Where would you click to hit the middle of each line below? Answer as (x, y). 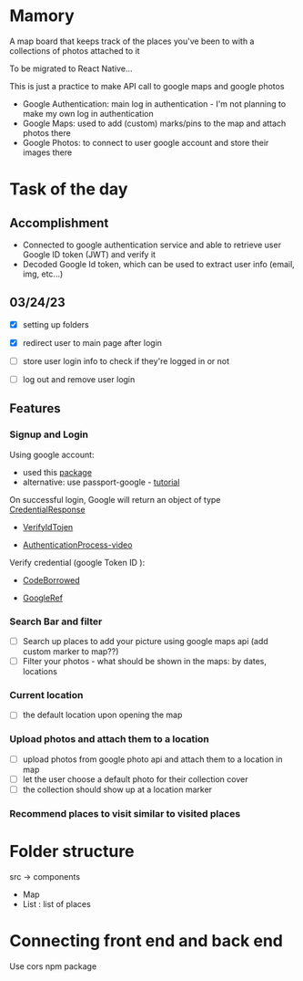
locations (40, 672)
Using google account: (52, 454)
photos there (46, 132)
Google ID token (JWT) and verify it (89, 254)
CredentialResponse (47, 509)
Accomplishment (59, 223)
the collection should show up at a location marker (117, 789)
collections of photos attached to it (75, 50)
